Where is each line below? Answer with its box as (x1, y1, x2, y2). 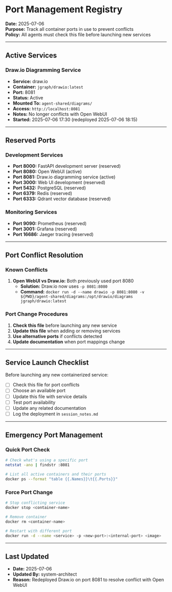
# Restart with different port (5, 528, 72, 534)
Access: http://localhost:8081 (12, 105, 80, 111)
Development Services (5, 151, 63, 159)
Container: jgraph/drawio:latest (12, 84, 83, 90)
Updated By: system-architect (12, 571, 77, 578)
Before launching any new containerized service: (5, 372, 109, 378)
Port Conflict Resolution (5, 251, 83, 260)
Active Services (5, 51, 57, 60)
